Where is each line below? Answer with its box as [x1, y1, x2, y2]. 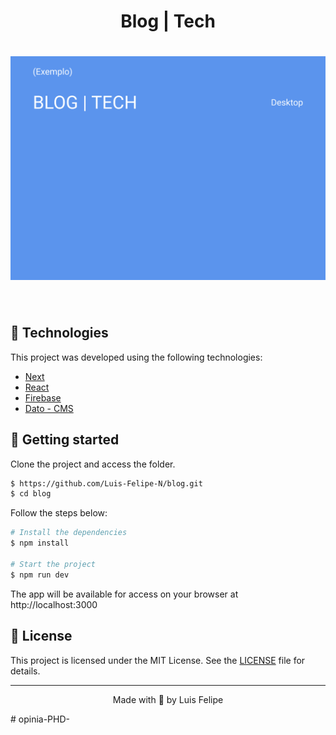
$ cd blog [10, 489, 52, 499]
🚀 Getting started [10, 431, 120, 449]
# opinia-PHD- [10, 713, 71, 725]
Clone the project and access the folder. [10, 458, 176, 470]
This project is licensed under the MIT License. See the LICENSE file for [10, 654, 306, 666]
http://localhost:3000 [10, 598, 98, 610]
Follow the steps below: [10, 507, 108, 519]
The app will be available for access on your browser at [10, 588, 239, 600]
